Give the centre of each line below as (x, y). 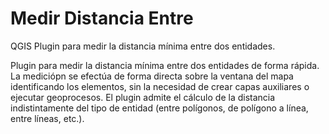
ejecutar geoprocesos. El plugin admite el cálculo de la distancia (143, 97)
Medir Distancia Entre (102, 18)
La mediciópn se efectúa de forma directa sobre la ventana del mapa (152, 76)
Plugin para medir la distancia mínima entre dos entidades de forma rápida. (165, 65)
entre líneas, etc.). (47, 118)
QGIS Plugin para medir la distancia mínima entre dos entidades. (143, 46)
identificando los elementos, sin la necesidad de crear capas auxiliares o (160, 86)
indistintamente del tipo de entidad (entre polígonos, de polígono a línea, (159, 108)
